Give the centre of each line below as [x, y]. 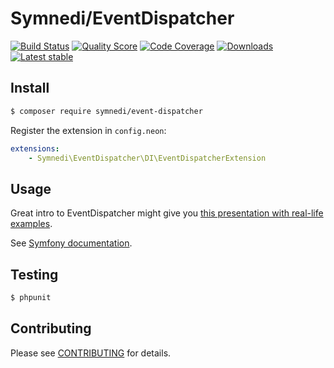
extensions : [35, 148]
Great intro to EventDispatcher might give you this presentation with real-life [167, 213]
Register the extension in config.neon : [88, 130]
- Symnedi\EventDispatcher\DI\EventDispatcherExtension [147, 158]
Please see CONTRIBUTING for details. [91, 353]
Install [30, 88]
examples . [31, 224]
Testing [34, 274]
